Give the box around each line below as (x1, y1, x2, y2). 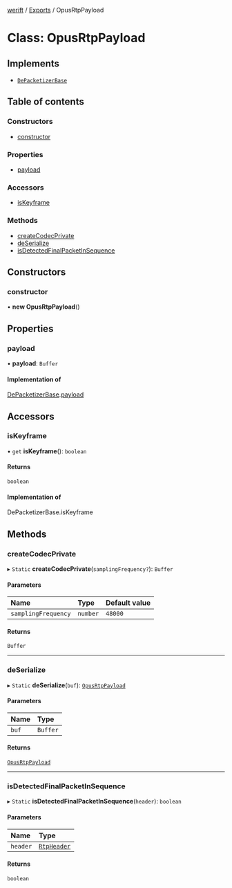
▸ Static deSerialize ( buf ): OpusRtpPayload (7, 681, 126, 689)
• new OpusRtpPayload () (7, 302, 81, 311)
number (77, 610, 99, 618)
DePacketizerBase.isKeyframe (7, 508, 93, 516)
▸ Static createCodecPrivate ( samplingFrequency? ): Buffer (7, 564, 174, 573)
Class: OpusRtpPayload (7, 30, 146, 46)
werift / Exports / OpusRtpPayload (7, 6, 104, 14)
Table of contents (7, 96, 84, 108)
